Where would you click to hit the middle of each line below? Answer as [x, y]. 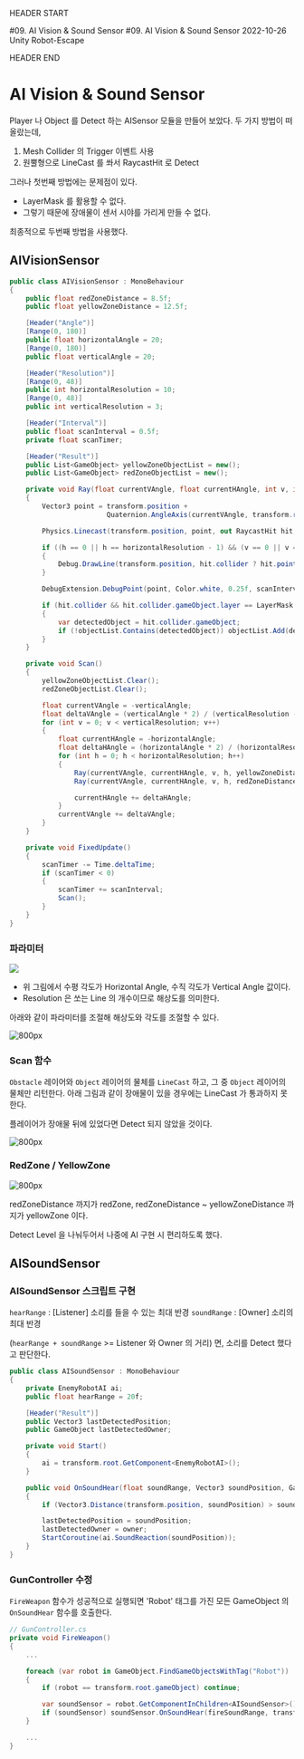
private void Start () [66, 1447]
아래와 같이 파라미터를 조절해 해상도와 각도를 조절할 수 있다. [114, 1017]
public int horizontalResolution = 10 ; [101, 390]
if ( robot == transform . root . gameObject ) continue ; [142, 1688]
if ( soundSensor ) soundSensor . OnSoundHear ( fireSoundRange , [156, 1713]
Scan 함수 [31, 1061]
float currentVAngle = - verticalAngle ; [117, 706]
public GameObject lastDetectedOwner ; [99, 1430]
